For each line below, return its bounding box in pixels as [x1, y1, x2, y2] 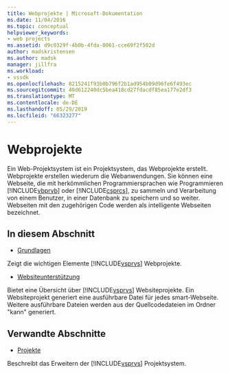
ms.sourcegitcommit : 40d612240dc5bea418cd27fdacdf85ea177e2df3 [7, 86, 192, 93]
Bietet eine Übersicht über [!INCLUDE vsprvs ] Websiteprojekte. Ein [7, 286, 194, 294]
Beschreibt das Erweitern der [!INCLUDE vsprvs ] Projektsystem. [7, 360, 187, 368]
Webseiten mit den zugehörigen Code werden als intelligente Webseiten [7, 200, 211, 209]
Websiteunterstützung [16, 272, 80, 281]
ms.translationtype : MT [7, 93, 76, 100]
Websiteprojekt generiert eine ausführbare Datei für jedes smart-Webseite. [7, 293, 219, 302]
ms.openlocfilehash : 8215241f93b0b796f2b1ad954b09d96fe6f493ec [7, 80, 192, 87]
